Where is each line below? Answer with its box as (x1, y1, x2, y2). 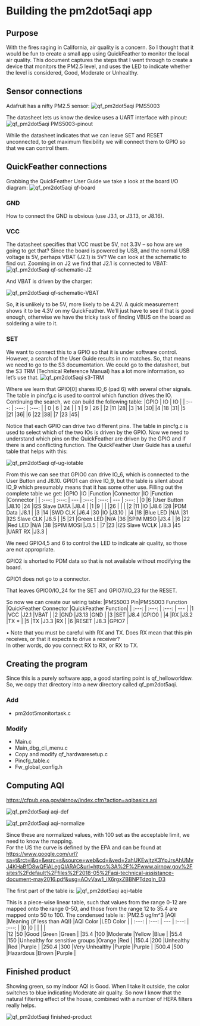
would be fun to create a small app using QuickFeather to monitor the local (6, 50, 189, 57)
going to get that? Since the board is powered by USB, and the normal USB (6, 247, 190, 254)
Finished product (6, 967, 71, 977)
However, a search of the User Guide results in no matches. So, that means (6, 355, 190, 362)
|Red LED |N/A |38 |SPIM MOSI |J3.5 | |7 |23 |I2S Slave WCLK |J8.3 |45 (6, 521, 181, 529)
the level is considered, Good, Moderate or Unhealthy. (6, 69, 139, 76)
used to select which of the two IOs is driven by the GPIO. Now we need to (6, 429, 189, 436)
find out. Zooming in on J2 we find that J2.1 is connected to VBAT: (6, 260, 168, 267)
